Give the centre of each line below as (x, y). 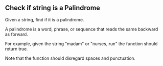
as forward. (17, 34)
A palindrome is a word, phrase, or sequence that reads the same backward (81, 29)
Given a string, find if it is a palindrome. (45, 19)
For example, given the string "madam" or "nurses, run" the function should (81, 44)
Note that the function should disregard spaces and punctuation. (70, 58)
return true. (17, 49)
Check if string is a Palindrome (53, 8)
